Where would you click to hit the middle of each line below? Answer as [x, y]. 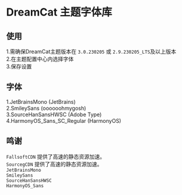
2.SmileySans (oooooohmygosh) [46, 108]
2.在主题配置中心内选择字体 [40, 59]
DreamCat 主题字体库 [59, 12]
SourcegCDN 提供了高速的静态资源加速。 [54, 164]
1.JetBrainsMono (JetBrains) [41, 101]
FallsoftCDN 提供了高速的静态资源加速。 [56, 156]
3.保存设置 [19, 66]
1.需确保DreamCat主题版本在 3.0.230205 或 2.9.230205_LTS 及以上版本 [91, 52]
